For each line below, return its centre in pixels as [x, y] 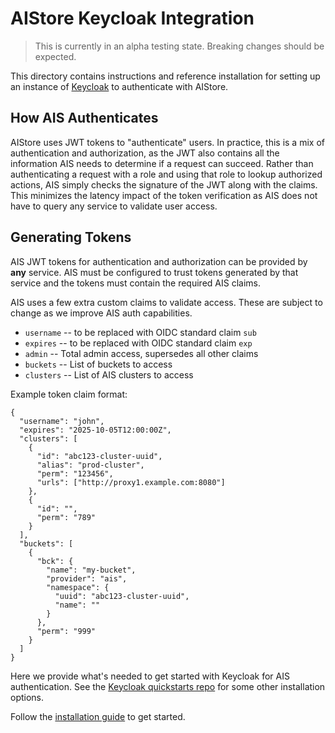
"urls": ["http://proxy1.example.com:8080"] [131, 482]
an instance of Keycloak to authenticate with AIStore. [119, 86]
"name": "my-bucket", [91, 570]
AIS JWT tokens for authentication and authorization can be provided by [159, 261]
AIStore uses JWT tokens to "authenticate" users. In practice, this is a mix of [167, 142]
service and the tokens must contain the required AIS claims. [135, 283]
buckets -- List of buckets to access [98, 364]
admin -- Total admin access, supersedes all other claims [141, 353]
